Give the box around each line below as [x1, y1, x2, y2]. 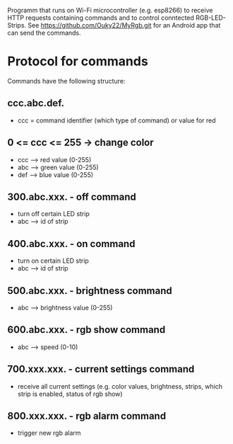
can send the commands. [7, 28, 81, 37]
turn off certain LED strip [17, 210, 90, 218]
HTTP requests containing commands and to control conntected [7, 13, 194, 22]
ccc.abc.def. [7, 97, 65, 109]
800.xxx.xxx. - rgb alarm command [7, 410, 167, 422]
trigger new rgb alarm [17, 428, 81, 438]
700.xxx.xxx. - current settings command [7, 363, 195, 375]
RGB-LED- [195, 13, 226, 22]
